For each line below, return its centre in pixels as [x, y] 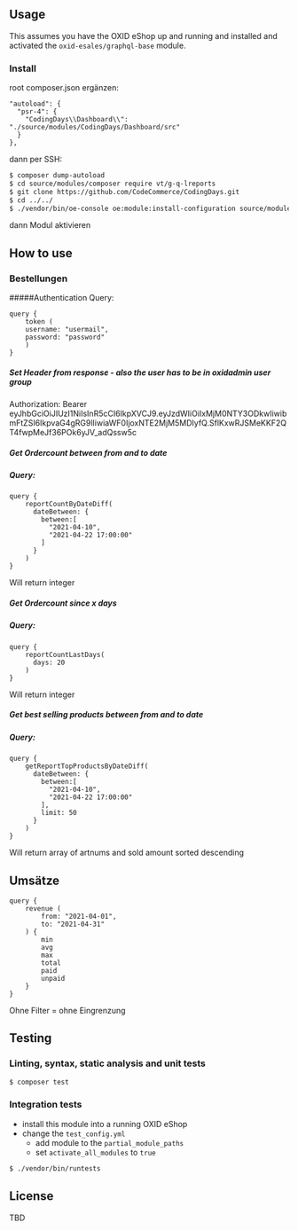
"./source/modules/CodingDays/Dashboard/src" [94, 128]
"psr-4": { [37, 112]
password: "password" [65, 337]
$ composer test [39, 1082]
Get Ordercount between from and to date [88, 452]
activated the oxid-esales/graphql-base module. [98, 45]
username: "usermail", [67, 330]
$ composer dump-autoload [57, 176]
